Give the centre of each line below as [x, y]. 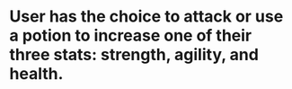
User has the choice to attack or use [146, 17]
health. [36, 74]
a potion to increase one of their [131, 36]
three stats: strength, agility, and [134, 55]
